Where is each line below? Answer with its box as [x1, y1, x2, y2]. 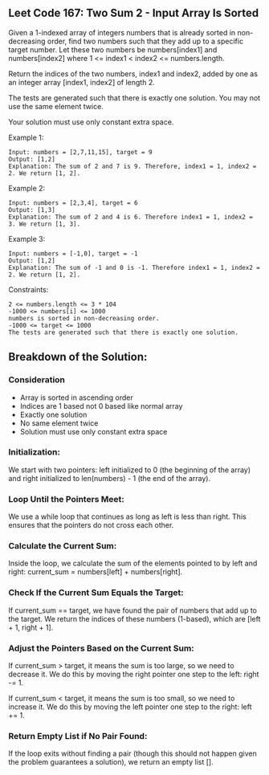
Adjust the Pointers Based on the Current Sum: [8, 642, 194, 654]
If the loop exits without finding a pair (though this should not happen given [8, 748, 257, 758]
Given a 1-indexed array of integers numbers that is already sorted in [8, 27, 236, 37]
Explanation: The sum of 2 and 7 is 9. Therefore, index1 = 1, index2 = [8, 162, 257, 170]
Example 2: [8, 183, 46, 193]
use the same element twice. [8, 101, 104, 111]
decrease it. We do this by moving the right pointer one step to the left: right [8, 669, 259, 679]
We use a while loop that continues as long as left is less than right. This [8, 512, 247, 521]
